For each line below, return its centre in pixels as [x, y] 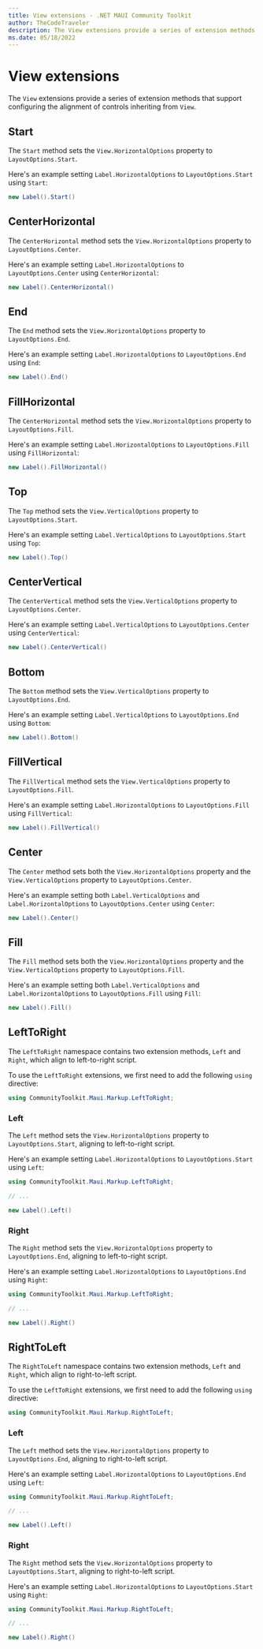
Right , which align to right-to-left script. [73, 1374]
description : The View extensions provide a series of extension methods [132, 30]
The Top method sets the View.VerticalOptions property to [104, 510]
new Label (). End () [38, 377]
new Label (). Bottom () [44, 738]
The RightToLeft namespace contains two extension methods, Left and [125, 1367]
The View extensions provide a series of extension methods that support [125, 99]
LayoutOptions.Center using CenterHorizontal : [83, 272]
